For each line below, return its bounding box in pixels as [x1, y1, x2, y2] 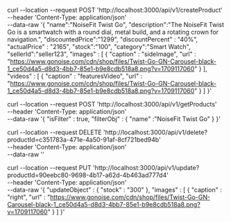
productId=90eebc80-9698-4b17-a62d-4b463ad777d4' [7, 171, 169, 179]
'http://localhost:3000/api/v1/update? [92, 164, 200, 172]
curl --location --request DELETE [7, 128, 102, 136]
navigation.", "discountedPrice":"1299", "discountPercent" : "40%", [7, 35, 198, 44]
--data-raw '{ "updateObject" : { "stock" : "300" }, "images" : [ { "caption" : [7, 186, 222, 194]
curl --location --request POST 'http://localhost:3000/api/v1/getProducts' [7, 100, 217, 108]
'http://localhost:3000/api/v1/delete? [103, 128, 208, 136]
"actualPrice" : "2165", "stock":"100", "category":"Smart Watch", [7, 43, 191, 50]
